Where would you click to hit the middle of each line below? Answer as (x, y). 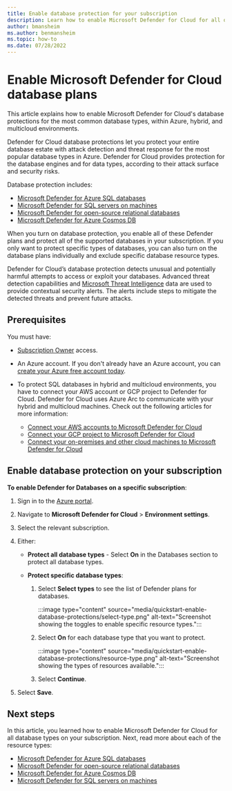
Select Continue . (62, 679)
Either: (26, 541)
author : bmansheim (33, 26)
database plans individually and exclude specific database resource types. (113, 255)
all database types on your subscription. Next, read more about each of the (114, 738)
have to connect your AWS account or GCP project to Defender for (112, 391)
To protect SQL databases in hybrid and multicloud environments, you (116, 384)
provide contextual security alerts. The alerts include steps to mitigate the (112, 290)
